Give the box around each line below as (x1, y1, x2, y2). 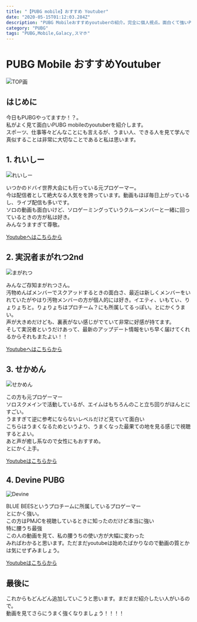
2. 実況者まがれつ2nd (6, 252, 84, 262)
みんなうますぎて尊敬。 (6, 221, 63, 228)
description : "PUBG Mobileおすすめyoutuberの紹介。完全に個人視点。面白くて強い (6, 19, 189, 25)
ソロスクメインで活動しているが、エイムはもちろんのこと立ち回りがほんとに (6, 401, 191, 408)
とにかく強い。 (6, 510, 42, 517)
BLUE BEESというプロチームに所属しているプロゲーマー (6, 503, 141, 510)
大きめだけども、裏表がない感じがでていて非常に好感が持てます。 (16, 318, 175, 325)
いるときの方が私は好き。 (11, 213, 73, 221)
